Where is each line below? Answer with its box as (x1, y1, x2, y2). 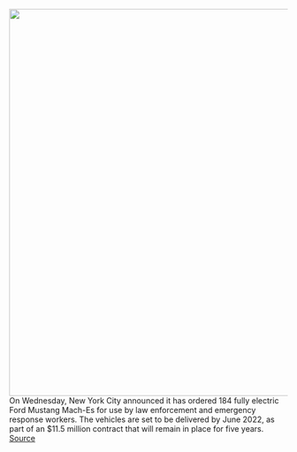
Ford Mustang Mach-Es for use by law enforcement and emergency (9, 405, 256, 415)
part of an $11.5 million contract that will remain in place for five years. (9, 424, 264, 433)
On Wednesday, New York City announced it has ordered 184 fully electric (9, 395, 279, 406)
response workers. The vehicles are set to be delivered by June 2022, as (9, 414, 276, 425)
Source (9, 433, 35, 443)
